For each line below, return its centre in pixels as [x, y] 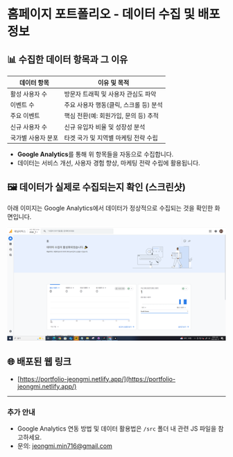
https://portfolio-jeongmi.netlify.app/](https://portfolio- [97, 379]
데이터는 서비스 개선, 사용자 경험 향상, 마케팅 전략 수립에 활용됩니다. [109, 163]
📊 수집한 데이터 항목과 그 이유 [68, 59]
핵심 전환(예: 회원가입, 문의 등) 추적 [112, 116]
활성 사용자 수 [28, 94]
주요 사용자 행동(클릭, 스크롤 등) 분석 [113, 105]
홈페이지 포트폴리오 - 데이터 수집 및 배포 [114, 14]
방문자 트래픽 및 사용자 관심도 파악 [110, 94]
